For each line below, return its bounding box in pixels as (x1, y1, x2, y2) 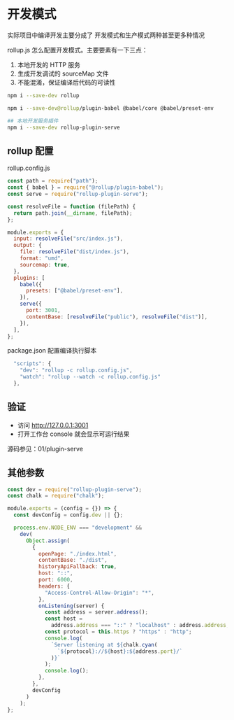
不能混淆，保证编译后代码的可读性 (17, 78, 116, 86)
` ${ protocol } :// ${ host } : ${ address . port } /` (57, 648, 183, 655)
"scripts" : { (13, 360, 52, 367)
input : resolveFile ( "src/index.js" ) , (13, 235, 124, 242)
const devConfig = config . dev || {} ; (13, 511, 124, 518)
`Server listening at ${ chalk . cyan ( (51, 641, 158, 648)
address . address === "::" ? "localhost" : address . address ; (51, 622, 230, 629)
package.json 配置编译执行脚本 (7, 346, 97, 355)
